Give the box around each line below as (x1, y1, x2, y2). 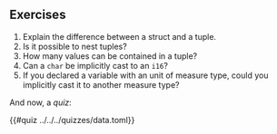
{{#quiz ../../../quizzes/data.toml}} (9, 114, 135, 125)
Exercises (9, 7, 66, 23)
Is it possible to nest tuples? (22, 41, 127, 52)
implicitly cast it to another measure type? (22, 79, 180, 90)
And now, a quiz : (9, 97, 73, 108)
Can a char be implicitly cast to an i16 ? (22, 60, 168, 71)
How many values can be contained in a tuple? (22, 50, 198, 62)
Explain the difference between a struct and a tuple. (22, 31, 216, 42)
